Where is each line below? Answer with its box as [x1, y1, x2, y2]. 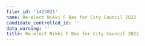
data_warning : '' [6, 25, 50, 32]
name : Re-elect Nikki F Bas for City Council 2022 [6, 14, 137, 20]
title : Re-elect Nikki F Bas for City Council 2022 [6, 31, 139, 37]
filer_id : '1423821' [6, 8, 59, 15]
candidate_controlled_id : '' [6, 20, 80, 26]
